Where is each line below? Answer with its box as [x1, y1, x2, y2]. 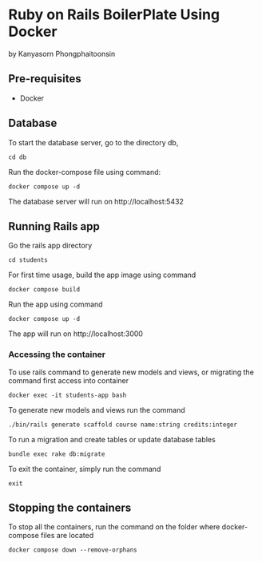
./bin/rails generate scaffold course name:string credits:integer [8, 421, 238, 429]
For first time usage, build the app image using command [8, 270, 196, 280]
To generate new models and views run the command [8, 405, 185, 414]
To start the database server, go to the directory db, [8, 137, 179, 147]
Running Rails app [8, 220, 100, 233]
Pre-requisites [8, 72, 81, 85]
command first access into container [8, 375, 129, 385]
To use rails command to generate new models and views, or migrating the [8, 367, 254, 377]
